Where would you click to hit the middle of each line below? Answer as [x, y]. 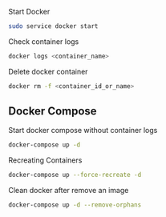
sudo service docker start [53, 26]
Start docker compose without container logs [83, 131]
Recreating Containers [45, 160]
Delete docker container [48, 71]
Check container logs [44, 41]
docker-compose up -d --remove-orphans [75, 205]
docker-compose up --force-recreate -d [75, 175]
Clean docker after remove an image [69, 191]
